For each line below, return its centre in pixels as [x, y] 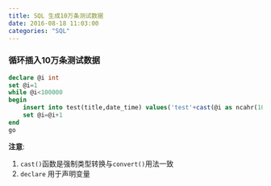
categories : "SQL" [39, 31]
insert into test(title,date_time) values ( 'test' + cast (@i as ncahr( [140, 108]
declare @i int [34, 77]
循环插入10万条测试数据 [54, 60]
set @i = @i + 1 [43, 115]
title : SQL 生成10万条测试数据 [56, 16]
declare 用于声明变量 [55, 173]
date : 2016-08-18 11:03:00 [54, 23]
